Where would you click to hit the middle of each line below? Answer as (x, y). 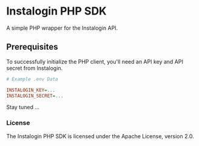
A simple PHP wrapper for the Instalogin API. (62, 28)
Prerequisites (32, 47)
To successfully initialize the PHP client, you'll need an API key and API (95, 61)
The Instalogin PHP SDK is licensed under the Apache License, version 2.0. (100, 136)
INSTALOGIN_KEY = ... (31, 90)
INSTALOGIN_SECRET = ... (35, 96)
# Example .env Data (32, 79)
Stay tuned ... (23, 107)
